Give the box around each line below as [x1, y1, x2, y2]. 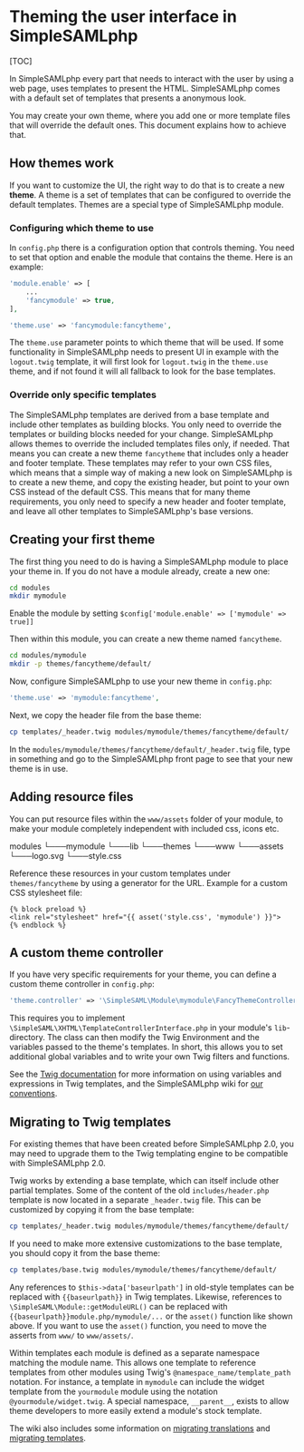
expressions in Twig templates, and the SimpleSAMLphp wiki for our [9, 1078, 264, 1089]
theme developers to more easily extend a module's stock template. [9, 1405, 262, 1416]
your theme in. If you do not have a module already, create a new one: [9, 565, 271, 577]
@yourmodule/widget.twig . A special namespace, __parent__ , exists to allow [9, 1395, 290, 1407]
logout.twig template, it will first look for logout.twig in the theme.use [9, 356, 269, 367]
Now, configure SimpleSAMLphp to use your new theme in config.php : [9, 676, 272, 687]
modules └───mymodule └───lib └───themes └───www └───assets [9, 841, 284, 852]
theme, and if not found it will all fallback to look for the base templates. [9, 365, 276, 377]
